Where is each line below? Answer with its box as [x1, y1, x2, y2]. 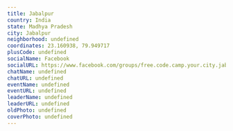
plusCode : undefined [7, 49, 67, 56]
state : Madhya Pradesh [7, 23, 73, 30]
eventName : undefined [7, 81, 70, 88]
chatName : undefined [7, 68, 67, 75]
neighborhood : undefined [7, 36, 79, 43]
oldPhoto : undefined [7, 107, 67, 114]
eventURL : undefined [7, 87, 67, 94]
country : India [7, 17, 51, 24]
